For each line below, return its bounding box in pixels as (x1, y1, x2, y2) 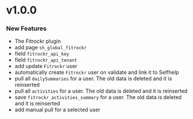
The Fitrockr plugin (14, 38, 61, 45)
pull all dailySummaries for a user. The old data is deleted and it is (14, 75, 172, 82)
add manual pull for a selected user (14, 106, 101, 113)
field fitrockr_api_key (14, 50, 69, 57)
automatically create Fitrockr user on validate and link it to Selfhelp (14, 69, 179, 76)
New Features (6, 25, 47, 33)
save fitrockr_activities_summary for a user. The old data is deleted (14, 94, 182, 101)
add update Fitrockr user (14, 63, 78, 70)
